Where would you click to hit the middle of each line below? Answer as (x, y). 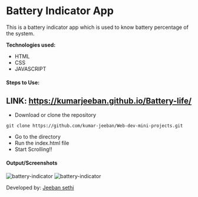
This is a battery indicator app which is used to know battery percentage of (97, 27)
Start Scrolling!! (33, 149)
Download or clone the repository (55, 115)
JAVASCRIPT (30, 68)
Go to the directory (37, 137)
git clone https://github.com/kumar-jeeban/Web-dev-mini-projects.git (95, 126)
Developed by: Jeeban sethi (40, 188)
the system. (20, 33)
